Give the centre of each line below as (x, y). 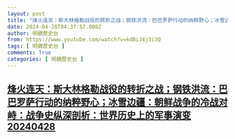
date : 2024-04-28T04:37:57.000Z (54, 27)
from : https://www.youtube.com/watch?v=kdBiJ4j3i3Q (84, 40)
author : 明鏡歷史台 (33, 33)
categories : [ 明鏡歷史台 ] (45, 59)
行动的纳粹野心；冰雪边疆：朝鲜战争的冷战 (127, 102)
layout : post (26, 14)
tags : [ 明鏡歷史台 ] (36, 46)
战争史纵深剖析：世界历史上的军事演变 (108, 116)
